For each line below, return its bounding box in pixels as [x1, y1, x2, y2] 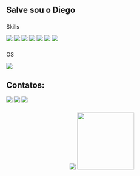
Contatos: [6, 80, 45, 90]
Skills [6, 23, 20, 30]
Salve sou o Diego [6, 5, 76, 15]
